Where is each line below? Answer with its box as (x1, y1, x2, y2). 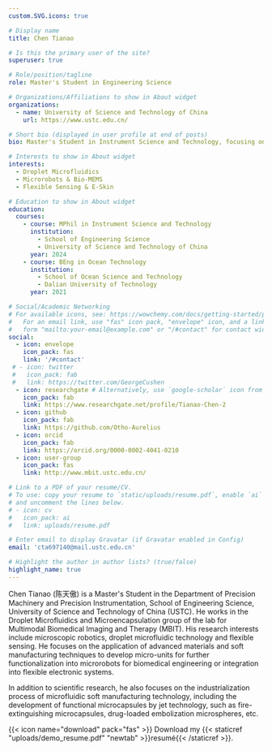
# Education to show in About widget (8, 197, 136, 205)
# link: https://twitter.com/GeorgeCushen (11, 378, 164, 386)
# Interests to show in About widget (8, 153, 136, 161)
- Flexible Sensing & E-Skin (15, 183, 114, 191)
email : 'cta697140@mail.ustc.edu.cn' (8, 543, 136, 552)
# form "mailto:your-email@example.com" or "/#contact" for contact (8, 326, 252, 334)
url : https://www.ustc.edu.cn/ (23, 115, 129, 124)
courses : (15, 213, 45, 221)
